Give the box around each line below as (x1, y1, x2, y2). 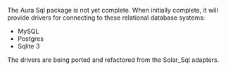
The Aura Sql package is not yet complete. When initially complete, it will (7, 6, 218, 14)
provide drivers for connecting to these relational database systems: (7, 13, 206, 22)
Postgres (17, 34, 44, 43)
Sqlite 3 (17, 42, 40, 50)
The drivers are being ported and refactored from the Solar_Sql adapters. (7, 56, 220, 64)
